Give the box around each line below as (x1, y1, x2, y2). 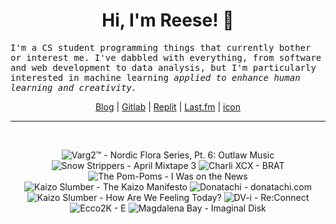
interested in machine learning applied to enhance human (10, 72, 301, 83)
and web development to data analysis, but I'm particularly (10, 62, 317, 73)
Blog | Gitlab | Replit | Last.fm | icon (94, 100, 242, 113)
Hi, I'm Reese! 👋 (101, 9, 235, 32)
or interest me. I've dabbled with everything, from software (10, 52, 322, 63)
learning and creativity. (10, 82, 138, 93)
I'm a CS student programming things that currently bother (10, 42, 312, 53)
